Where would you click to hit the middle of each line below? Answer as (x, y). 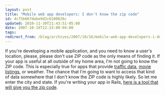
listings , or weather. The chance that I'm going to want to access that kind (80, 71)
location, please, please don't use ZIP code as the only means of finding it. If (82, 56)
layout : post (18, 10)
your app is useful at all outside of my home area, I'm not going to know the (82, 61)
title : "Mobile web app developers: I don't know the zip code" (72, 14)
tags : (11, 32)
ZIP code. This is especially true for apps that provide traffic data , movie (78, 66)
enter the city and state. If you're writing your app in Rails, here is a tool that (82, 82)
